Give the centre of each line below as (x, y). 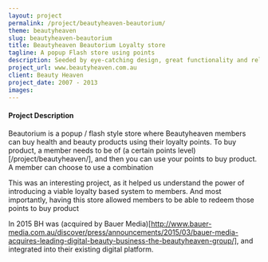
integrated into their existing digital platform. (81, 249)
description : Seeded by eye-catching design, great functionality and (128, 61)
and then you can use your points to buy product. (176, 159)
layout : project (35, 16)
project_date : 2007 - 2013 (53, 82)
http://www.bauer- (181, 224)
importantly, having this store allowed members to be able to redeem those (132, 200)
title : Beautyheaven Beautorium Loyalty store (87, 46)
